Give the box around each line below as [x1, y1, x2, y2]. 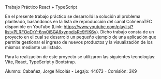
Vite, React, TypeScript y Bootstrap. [5, 59, 76, 64]
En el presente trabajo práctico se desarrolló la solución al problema [5, 14, 141, 19]
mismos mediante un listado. [5, 45, 62, 50]
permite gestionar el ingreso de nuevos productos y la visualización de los [5, 39, 153, 45]
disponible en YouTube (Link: [5, 24, 63, 30]
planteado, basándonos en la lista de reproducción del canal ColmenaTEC [5, 19, 152, 24]
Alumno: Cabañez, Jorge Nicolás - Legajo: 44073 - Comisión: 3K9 [5, 68, 137, 74]
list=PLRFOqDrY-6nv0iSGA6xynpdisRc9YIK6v [5, 29, 97, 34]
